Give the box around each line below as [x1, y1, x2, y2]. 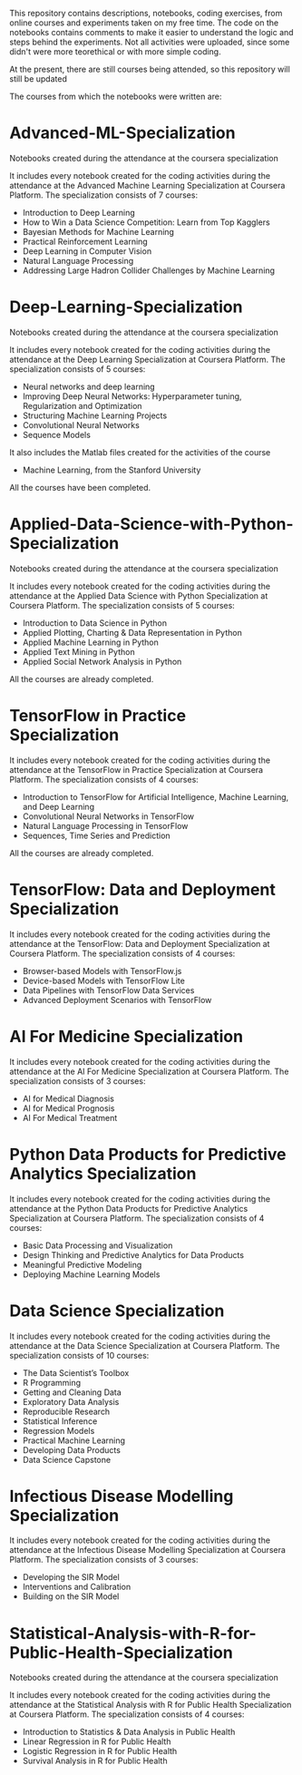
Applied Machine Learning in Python [22, 637, 159, 648]
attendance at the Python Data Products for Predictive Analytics [9, 1203, 248, 1214]
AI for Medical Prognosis [22, 1102, 115, 1114]
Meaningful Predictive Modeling [22, 1259, 142, 1270]
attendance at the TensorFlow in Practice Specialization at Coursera [9, 764, 264, 775]
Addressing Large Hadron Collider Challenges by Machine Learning [22, 265, 275, 276]
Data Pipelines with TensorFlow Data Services [22, 984, 195, 996]
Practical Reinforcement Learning [22, 236, 148, 247]
